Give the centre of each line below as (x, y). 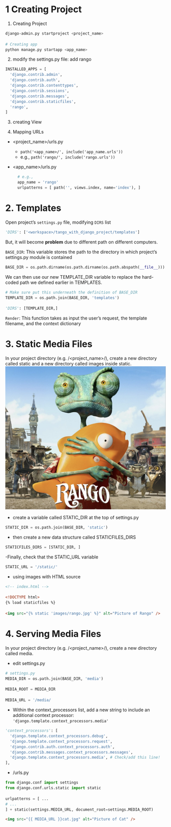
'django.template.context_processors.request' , (61, 741)
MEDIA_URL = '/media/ (28, 700)
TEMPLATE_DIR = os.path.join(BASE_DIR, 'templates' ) (62, 298)
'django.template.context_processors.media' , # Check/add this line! (85, 758)
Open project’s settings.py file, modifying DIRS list (58, 222)
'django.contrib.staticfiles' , (43, 101)
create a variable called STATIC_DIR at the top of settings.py (76, 517)
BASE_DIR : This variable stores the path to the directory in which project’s (81, 252)
